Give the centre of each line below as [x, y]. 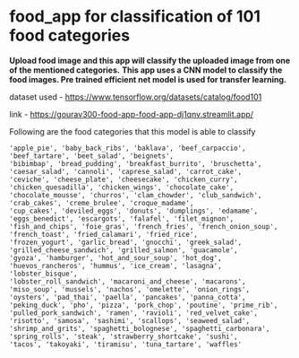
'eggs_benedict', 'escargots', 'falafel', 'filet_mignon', [122, 218]
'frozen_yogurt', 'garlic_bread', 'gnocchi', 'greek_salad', [126, 242]
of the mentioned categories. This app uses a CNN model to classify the [146, 70]
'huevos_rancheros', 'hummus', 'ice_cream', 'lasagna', [115, 266]
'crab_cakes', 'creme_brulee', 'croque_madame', [102, 203]
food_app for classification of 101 [135, 17]
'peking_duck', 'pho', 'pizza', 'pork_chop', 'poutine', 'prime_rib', [144, 305]
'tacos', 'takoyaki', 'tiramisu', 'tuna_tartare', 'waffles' [126, 344]
